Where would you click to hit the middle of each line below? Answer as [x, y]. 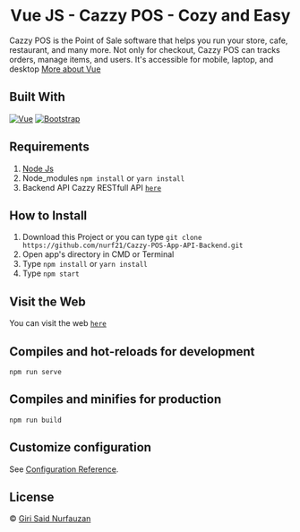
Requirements [49, 147]
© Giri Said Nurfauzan [50, 519]
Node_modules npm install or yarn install [103, 178]
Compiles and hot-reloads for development [132, 352]
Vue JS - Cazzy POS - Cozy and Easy [150, 16]
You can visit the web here [58, 323]
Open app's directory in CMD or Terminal [98, 254]
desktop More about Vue [55, 69]
